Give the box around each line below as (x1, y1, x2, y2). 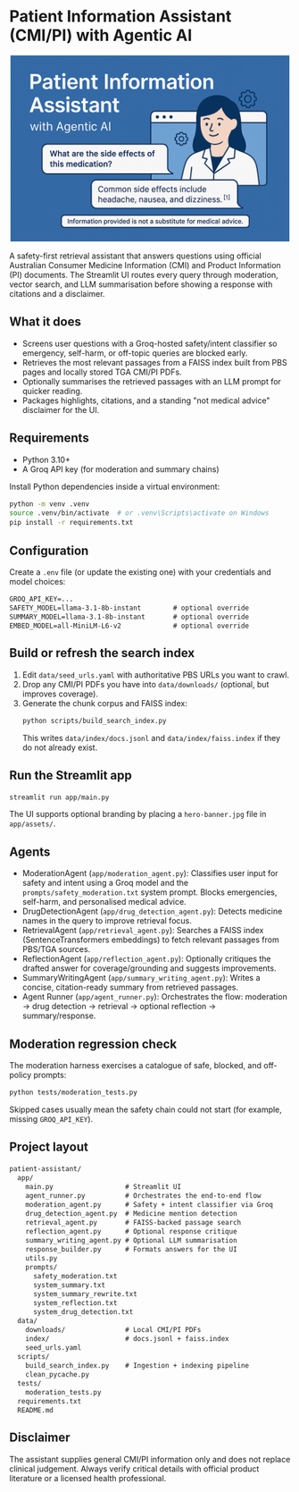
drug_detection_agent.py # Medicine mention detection (25, 1209, 238, 1218)
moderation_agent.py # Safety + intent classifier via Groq (25, 1200, 274, 1209)
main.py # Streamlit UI (25, 1182, 181, 1191)
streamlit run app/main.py (9, 793, 110, 802)
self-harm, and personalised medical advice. (21, 897, 187, 907)
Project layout (9, 1140, 89, 1155)
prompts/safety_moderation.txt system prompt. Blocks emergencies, (21, 887, 278, 898)
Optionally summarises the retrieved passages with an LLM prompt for (21, 375, 281, 386)
